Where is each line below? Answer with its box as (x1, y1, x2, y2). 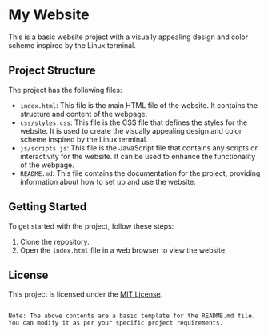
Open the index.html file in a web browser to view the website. (19, 245, 227, 255)
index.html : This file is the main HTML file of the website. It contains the (19, 100, 258, 110)
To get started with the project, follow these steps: (8, 221, 174, 231)
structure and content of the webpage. (19, 109, 148, 118)
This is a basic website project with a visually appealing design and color (8, 32, 249, 42)
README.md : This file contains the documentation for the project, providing (19, 168, 261, 177)
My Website (8, 6, 90, 24)
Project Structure (8, 64, 96, 78)
